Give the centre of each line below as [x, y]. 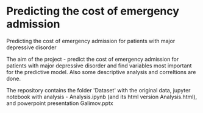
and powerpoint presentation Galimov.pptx [60, 103]
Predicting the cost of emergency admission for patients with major [91, 41]
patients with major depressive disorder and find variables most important [99, 66]
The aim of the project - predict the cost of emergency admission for [93, 59]
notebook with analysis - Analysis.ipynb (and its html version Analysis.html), [102, 97]
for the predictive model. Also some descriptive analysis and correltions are [101, 72]
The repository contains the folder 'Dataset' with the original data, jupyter [98, 90]
